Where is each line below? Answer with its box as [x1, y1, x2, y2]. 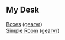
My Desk [6, 5, 40, 15]
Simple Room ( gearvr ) [6, 27, 60, 34]
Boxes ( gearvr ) [6, 20, 43, 27]
